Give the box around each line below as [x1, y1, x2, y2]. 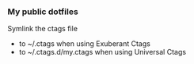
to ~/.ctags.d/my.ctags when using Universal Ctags [18, 48, 187, 57]
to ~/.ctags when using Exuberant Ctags [18, 39, 151, 48]
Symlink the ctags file [7, 24, 78, 34]
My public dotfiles [7, 6, 78, 17]
